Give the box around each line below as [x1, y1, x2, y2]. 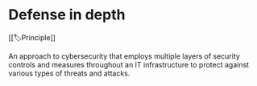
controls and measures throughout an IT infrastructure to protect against [8, 59, 250, 69]
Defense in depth [8, 6, 126, 24]
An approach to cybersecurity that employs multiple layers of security [8, 51, 240, 61]
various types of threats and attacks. [8, 68, 131, 78]
